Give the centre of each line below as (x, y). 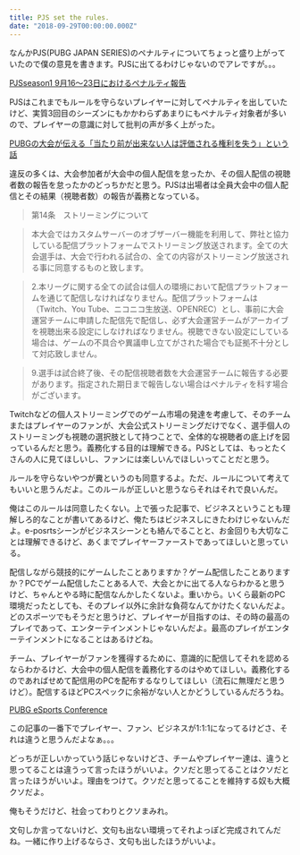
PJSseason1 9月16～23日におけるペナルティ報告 (98, 82)
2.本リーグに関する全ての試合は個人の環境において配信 (132, 286)
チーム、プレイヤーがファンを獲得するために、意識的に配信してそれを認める (150, 658)
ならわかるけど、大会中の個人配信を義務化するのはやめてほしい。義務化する (150, 669)
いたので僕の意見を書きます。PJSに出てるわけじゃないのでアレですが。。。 (145, 64)
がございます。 (58, 395)
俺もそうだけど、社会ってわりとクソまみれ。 (91, 810)
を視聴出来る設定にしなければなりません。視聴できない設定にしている (160, 331)
